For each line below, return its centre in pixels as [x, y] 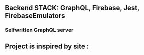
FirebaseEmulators [35, 16]
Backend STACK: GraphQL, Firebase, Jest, [72, 8]
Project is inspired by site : [47, 46]
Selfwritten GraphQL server [39, 30]
